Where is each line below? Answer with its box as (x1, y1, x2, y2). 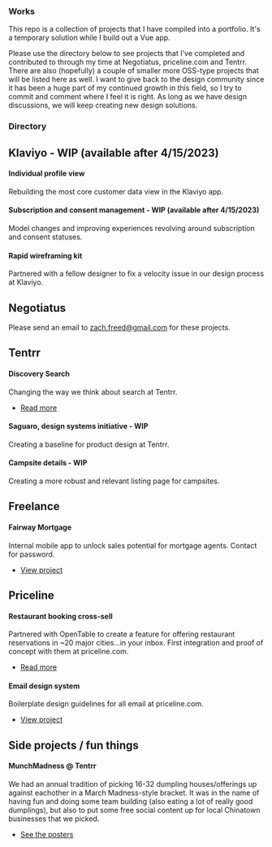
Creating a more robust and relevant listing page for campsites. (8, 476, 220, 486)
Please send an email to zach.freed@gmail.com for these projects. (8, 323, 231, 333)
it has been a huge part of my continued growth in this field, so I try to (8, 83, 242, 93)
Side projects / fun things (8, 738, 140, 752)
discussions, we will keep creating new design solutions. (8, 100, 198, 111)
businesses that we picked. (8, 814, 100, 823)
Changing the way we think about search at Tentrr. (8, 386, 178, 396)
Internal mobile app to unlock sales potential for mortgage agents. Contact (8, 540, 257, 550)
